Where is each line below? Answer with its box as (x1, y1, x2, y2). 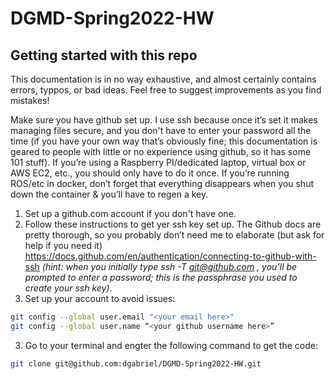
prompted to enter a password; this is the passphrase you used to (24, 272, 298, 283)
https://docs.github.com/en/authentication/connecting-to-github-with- (24, 250, 317, 262)
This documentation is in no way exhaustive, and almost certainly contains (10, 73, 317, 85)
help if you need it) (24, 240, 103, 251)
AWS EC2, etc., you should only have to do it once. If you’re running (10, 167, 290, 179)
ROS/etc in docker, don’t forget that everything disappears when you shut (10, 178, 314, 189)
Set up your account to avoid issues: (24, 293, 176, 304)
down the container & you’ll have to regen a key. (10, 188, 209, 200)
